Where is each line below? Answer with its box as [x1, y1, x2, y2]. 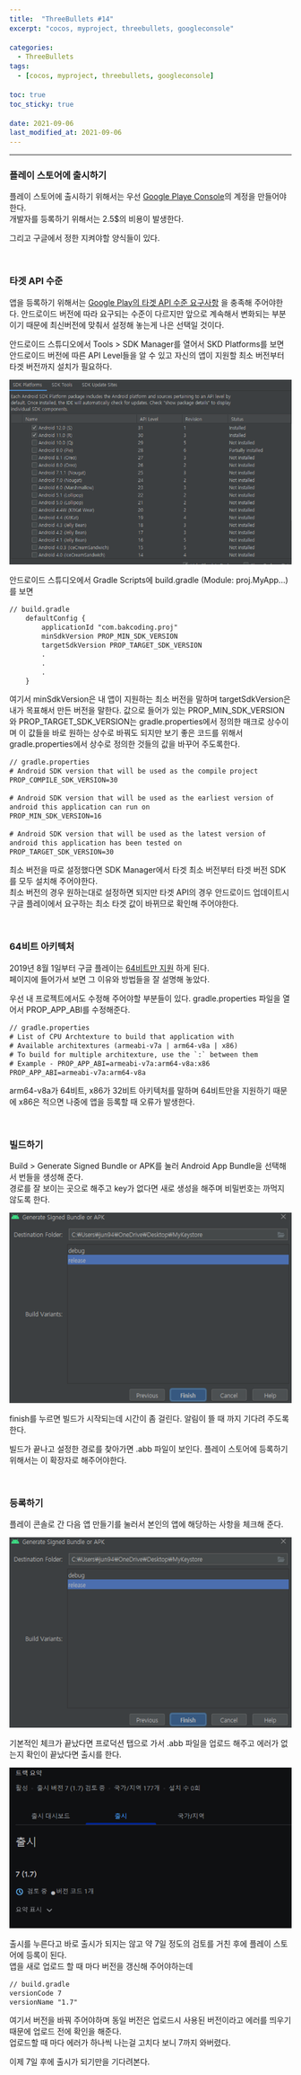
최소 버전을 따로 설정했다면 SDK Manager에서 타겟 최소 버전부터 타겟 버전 [9, 865, 269, 875]
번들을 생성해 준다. [18, 1172, 83, 1183]
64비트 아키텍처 [9, 940, 74, 953]
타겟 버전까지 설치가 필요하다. [9, 360, 113, 372]
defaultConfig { [25, 614, 87, 624]
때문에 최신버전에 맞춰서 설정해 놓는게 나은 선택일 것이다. [25, 319, 225, 330]
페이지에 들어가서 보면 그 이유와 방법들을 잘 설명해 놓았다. [9, 973, 211, 984]
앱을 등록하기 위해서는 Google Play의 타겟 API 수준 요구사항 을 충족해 [9, 297, 253, 307]
